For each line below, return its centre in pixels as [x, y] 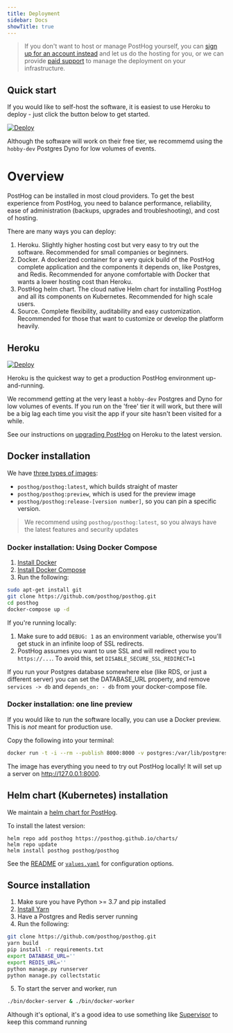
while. [16, 421]
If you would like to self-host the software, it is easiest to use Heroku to [109, 107]
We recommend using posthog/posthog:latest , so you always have [120, 522]
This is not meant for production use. [60, 727]
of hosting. [23, 218]
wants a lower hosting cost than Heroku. [75, 282]
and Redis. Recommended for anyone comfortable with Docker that [113, 274]
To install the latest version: [46, 825]
